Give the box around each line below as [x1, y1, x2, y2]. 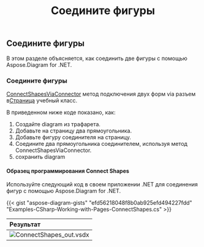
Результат [9, 220, 41, 229]
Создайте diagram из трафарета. [15, 120, 101, 127]
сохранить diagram [15, 153, 66, 160]
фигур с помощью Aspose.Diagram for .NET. [6, 188, 121, 195]
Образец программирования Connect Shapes [6, 167, 130, 175]
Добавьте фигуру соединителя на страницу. [15, 133, 132, 141]
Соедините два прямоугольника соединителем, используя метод [15, 140, 188, 147]
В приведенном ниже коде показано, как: [6, 108, 116, 116]
